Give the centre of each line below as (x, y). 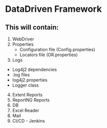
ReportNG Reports (31, 100)
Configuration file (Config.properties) (57, 49)
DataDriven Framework (53, 9)
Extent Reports (27, 95)
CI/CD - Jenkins (29, 121)
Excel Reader (26, 110)
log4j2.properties (30, 80)
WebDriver (23, 39)
